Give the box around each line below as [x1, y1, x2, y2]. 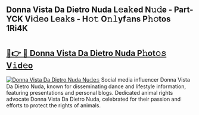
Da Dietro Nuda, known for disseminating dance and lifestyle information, [6, 83, 186, 90]
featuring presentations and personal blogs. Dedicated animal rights [6, 89, 173, 96]
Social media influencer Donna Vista [101, 76, 191, 83]
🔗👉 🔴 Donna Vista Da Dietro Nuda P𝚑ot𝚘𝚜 [6, 48, 167, 58]
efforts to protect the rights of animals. [6, 102, 101, 109]
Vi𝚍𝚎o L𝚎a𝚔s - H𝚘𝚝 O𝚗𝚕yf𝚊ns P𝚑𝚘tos [24, 14, 171, 24]
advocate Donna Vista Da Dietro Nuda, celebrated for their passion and [6, 95, 181, 102]
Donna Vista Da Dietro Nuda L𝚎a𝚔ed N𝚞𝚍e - [6, 5, 173, 15]
